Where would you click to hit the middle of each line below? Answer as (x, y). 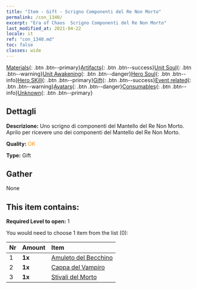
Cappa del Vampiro (78, 268)
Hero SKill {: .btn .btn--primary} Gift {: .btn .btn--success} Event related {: (104, 80)
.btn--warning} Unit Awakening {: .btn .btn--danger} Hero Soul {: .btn (88, 74)
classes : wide (24, 51)
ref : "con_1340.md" (30, 39)
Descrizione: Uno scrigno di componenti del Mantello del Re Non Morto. (95, 126)
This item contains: (43, 207)
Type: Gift (19, 155)
